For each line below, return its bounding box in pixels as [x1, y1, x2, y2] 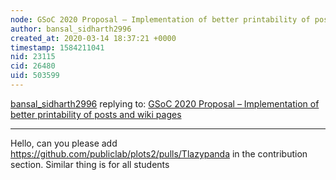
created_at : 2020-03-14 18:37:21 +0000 [10, 33, 177, 43]
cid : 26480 [10, 61, 56, 71]
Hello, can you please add [10, 137, 118, 149]
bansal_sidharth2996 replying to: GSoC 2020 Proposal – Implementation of [10, 97, 320, 110]
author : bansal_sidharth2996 [10, 24, 132, 34]
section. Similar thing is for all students [10, 158, 170, 170]
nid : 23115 [10, 52, 56, 62]
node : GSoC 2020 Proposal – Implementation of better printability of [10, 14, 311, 25]
